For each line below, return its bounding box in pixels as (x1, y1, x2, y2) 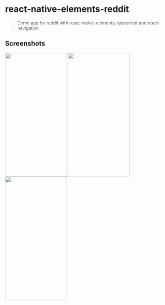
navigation (17, 25, 39, 31)
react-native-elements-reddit (5, 3, 129, 15)
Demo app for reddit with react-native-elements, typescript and (17, 20, 147, 26)
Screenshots (5, 40, 45, 48)
